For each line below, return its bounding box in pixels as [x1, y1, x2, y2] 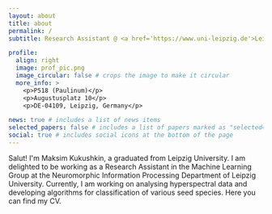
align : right [15, 57, 60, 65]
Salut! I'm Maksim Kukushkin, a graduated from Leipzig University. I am [8, 153, 245, 162]
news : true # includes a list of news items [8, 116, 161, 124]
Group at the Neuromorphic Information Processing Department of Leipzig [8, 170, 257, 180]
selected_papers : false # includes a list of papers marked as [8, 124, 227, 132]
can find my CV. [8, 195, 62, 206]
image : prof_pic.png [15, 64, 85, 73]
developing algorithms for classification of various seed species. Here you [8, 187, 257, 197]
